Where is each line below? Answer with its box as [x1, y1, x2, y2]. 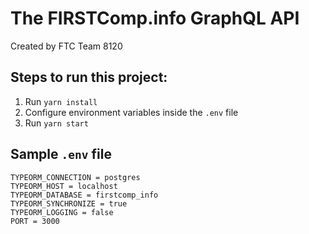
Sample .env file [10, 146, 112, 163]
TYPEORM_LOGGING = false [10, 207, 114, 217]
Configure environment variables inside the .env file [24, 106, 239, 118]
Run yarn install [24, 95, 98, 107]
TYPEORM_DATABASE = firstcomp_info [10, 190, 159, 200]
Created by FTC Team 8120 [10, 40, 123, 52]
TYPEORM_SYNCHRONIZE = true [10, 198, 128, 209]
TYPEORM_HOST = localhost [10, 181, 118, 191]
